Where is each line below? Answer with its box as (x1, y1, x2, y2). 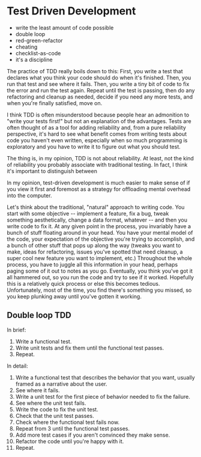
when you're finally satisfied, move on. (7, 99, 103, 106)
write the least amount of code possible (15, 24, 114, 31)
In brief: (7, 326, 26, 333)
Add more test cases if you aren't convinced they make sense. (15, 431, 170, 438)
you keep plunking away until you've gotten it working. (7, 292, 142, 300)
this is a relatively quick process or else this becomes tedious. (7, 280, 161, 287)
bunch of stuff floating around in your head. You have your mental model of (7, 229, 193, 236)
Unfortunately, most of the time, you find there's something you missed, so (7, 286, 192, 294)
